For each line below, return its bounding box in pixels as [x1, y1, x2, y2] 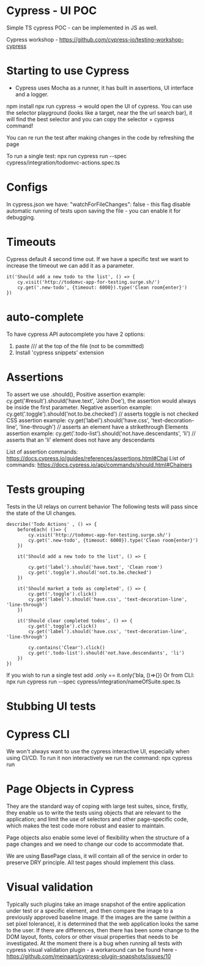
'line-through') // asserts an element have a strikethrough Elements [19, 423, 188, 430]
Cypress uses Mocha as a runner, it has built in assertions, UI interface [15, 84, 194, 91]
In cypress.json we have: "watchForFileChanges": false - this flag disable [6, 200, 191, 208]
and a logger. [15, 90, 49, 98]
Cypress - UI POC [6, 4, 97, 18]
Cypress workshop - [6, 36, 58, 43]
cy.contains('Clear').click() [28, 644, 105, 650]
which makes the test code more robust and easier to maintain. [6, 822, 165, 829]
